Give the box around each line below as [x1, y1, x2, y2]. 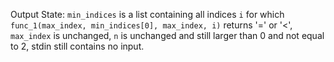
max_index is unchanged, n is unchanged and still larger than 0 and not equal [10, 30, 325, 41]
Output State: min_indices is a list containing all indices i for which [10, 9, 285, 20]
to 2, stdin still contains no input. [10, 40, 145, 52]
